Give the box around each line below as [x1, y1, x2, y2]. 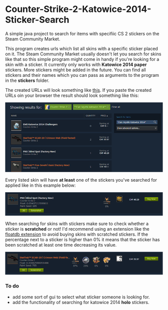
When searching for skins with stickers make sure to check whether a [5, 221, 149, 227]
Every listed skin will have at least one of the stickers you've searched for [5, 177, 157, 183]
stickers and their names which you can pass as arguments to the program [5, 72, 159, 78]
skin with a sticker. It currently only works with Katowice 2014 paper [5, 61, 147, 67]
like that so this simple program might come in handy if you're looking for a [5, 56, 159, 62]
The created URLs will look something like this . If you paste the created [5, 87, 151, 93]
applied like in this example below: [5, 182, 76, 188]
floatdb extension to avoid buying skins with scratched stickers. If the [5, 231, 148, 238]
